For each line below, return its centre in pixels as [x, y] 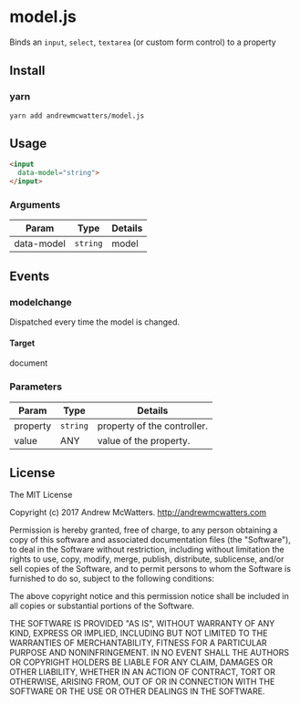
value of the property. [144, 440]
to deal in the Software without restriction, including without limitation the [147, 550]
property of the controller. [152, 426]
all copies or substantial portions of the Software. [102, 606]
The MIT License [41, 495]
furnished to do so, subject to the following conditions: [112, 579]
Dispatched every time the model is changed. [95, 322]
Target [22, 343]
